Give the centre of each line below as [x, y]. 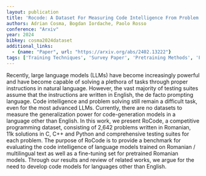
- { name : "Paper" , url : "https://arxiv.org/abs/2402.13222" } [92, 52]
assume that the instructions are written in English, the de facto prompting [100, 94]
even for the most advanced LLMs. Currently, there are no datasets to [94, 107]
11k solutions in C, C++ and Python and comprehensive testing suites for [98, 134]
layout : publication [33, 12]
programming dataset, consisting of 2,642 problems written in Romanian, [99, 127]
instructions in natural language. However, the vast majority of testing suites [102, 88]
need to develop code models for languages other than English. [86, 166]
